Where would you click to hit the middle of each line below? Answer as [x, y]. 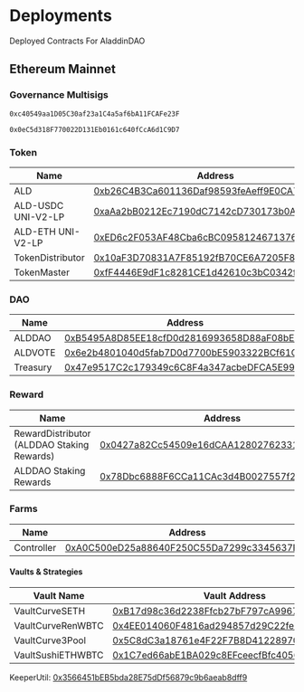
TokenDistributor [49, 257]
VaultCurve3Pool [50, 640]
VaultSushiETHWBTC [59, 655]
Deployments [61, 16]
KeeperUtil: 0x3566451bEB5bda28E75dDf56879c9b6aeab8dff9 [128, 678]
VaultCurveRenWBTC [59, 626]
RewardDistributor [52, 433]
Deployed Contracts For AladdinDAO [77, 41]
